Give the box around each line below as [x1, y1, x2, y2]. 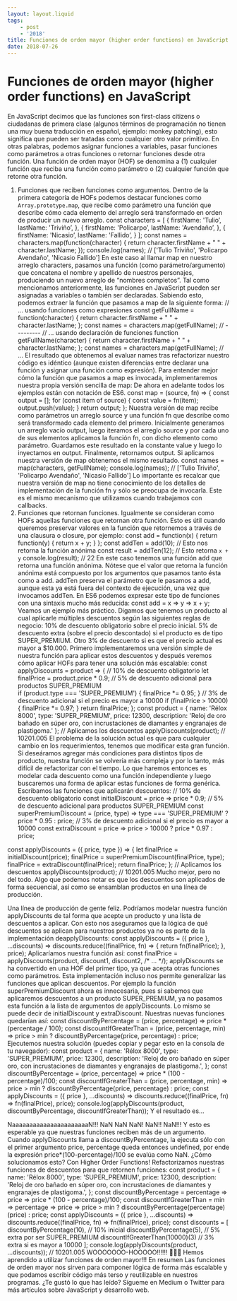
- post [20, 23, 39, 30]
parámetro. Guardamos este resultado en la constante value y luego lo [17, 441, 222, 449]
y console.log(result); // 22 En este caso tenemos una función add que [17, 553, 223, 562]
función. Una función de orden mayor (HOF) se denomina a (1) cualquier [7, 157, 217, 165]
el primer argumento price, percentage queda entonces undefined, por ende [7, 1143, 230, 1151]
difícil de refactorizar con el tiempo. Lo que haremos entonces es [17, 764, 207, 772]
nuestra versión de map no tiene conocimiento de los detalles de [17, 478, 206, 487]
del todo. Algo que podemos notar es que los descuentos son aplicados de [7, 875, 226, 883]
